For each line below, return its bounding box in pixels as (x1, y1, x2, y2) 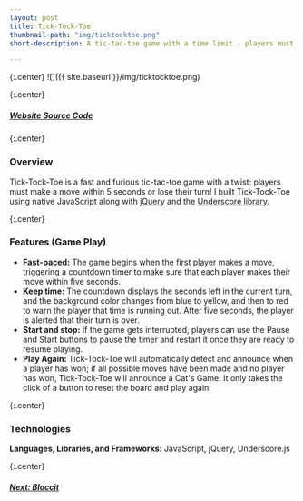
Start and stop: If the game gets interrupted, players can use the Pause (22, 324, 290, 335)
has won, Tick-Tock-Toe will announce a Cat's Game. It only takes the (22, 372, 283, 383)
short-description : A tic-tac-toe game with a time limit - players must (9, 38, 295, 48)
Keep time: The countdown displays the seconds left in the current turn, (22, 286, 293, 296)
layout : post (9, 13, 59, 23)
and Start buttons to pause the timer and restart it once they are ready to (22, 334, 295, 345)
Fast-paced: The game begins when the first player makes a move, (22, 256, 275, 267)
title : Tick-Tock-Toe (9, 22, 92, 31)
